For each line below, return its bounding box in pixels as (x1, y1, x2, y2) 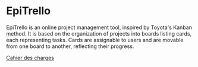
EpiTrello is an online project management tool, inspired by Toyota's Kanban (6, 24, 192, 31)
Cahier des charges (6, 54, 55, 61)
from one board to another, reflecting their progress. (6, 43, 134, 50)
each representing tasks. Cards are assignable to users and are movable (6, 36, 184, 43)
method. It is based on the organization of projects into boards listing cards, (6, 30, 192, 37)
